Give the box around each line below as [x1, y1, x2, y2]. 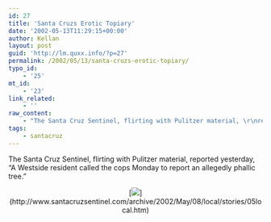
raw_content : [8, 110, 52, 118]
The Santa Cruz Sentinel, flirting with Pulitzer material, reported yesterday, [8, 154, 256, 164]
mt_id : [8, 79, 31, 87]
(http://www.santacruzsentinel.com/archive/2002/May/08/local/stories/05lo [9, 196, 262, 206]
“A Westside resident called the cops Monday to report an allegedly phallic [8, 162, 256, 172]
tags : [8, 124, 27, 132]
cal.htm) [122, 205, 149, 215]
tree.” [8, 171, 27, 181]
